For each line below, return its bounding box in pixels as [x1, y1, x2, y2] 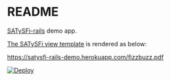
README [7, 4, 59, 20]
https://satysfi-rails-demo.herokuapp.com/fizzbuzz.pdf [7, 52, 164, 61]
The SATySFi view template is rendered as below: [7, 39, 147, 48]
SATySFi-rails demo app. [7, 27, 78, 35]
